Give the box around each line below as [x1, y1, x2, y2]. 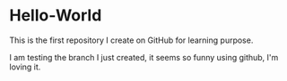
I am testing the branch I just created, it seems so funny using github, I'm [9, 52, 279, 62]
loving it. [9, 61, 41, 72]
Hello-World [9, 5, 102, 26]
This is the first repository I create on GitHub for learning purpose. [9, 35, 254, 45]
